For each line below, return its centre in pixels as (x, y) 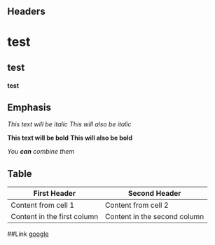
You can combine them (41, 152)
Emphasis (29, 107)
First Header (54, 194)
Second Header (154, 194)
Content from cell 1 (43, 205)
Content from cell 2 (137, 205)
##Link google (28, 234)
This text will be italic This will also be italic (69, 124)
